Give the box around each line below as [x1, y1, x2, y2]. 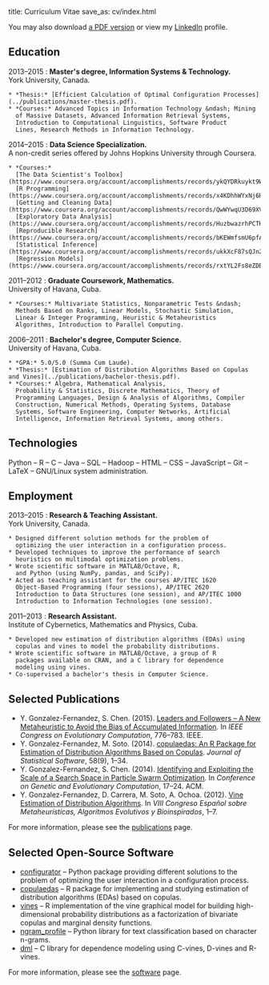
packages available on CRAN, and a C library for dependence [15, 656, 224, 665]
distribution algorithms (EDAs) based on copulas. [19, 892, 182, 903]
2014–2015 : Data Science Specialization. [8, 139, 147, 149]
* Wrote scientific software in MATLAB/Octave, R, [8, 563, 181, 571]
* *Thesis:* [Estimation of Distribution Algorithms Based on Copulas [8, 366, 249, 374]
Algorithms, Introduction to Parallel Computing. [15, 320, 184, 329]
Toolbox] [94, 170, 124, 178]
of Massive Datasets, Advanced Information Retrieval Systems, [15, 111, 231, 119]
